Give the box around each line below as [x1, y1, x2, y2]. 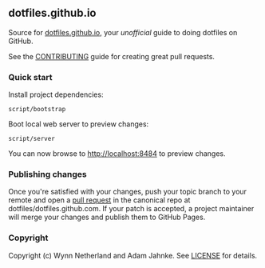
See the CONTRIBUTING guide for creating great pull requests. [8, 51, 216, 61]
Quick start [8, 71, 53, 82]
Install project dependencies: [8, 90, 104, 99]
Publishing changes [8, 169, 87, 180]
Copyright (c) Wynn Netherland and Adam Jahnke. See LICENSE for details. [8, 250, 258, 260]
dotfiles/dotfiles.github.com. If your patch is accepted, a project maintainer [8, 204, 255, 214]
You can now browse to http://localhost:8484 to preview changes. [8, 149, 226, 158]
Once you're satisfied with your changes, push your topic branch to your [8, 187, 247, 197]
